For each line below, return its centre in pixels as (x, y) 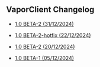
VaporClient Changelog (50, 10)
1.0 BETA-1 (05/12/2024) (44, 58)
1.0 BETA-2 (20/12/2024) (45, 46)
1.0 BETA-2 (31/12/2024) (44, 24)
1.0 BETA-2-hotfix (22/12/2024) (53, 35)
